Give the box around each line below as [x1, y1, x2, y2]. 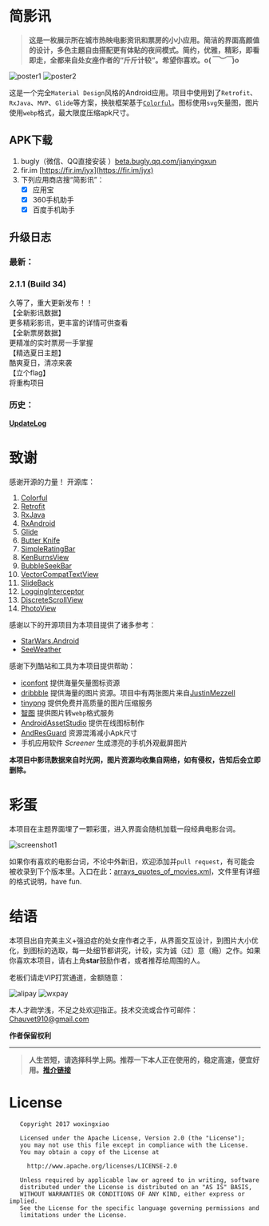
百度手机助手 [32, 205, 75, 214]
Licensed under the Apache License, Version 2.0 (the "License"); [19, 1134, 246, 1142]
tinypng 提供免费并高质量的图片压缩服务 [20, 698, 153, 707]
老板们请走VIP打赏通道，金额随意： [9, 972, 126, 982]
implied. [9, 1197, 38, 1205]
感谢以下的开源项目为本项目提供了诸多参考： [9, 619, 156, 629]
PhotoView [20, 603, 57, 613]
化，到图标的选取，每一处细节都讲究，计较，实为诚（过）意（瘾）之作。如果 [9, 945, 261, 955]
